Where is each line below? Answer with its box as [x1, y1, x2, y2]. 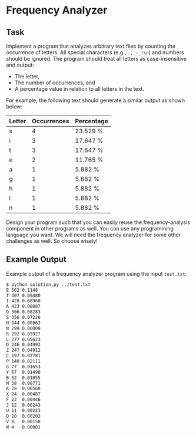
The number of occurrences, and [14, 79, 95, 86]
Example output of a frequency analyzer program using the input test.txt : [6, 270, 187, 277]
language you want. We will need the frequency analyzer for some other [6, 231, 181, 238]
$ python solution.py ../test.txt [6, 281, 91, 288]
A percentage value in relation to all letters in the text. [14, 85, 144, 92]
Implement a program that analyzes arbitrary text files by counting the [6, 42, 175, 50]
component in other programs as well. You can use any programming [6, 225, 174, 232]
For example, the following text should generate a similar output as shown [6, 97, 185, 104]
